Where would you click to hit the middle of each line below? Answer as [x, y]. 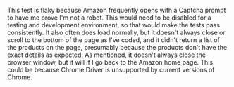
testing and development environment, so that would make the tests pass [114, 25]
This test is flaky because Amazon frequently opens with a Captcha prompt [117, 10]
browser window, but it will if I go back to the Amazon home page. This [110, 62]
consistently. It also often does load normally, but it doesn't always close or [116, 32]
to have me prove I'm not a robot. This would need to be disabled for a [109, 18]
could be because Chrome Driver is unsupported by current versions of [111, 70]
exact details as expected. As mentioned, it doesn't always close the [107, 55]
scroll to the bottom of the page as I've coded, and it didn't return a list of [113, 40]
